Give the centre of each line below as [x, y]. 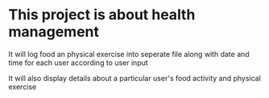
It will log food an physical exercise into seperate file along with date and [129, 54]
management [54, 32]
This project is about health [102, 15]
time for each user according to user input [79, 63]
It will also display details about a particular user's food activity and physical [135, 78]
